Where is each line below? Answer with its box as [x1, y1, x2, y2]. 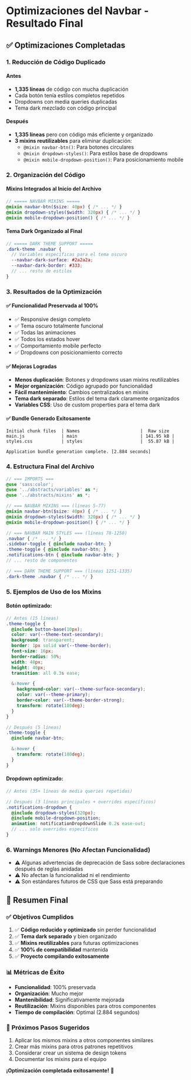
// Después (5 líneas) [6, 724, 62, 730]
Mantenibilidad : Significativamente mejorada [14, 996, 125, 1003]
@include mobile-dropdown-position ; [11, 815, 101, 821]
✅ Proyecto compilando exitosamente [14, 953, 110, 960]
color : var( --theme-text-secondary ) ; [11, 632, 104, 638]
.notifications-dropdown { [6, 804, 72, 810]
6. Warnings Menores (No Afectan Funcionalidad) [6, 845, 151, 854]
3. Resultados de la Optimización [6, 287, 102, 296]
